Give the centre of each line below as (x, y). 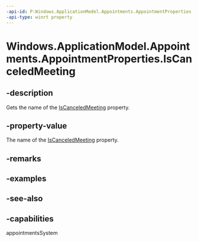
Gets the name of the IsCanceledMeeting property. (68, 107)
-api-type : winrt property (39, 17)
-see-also (25, 199)
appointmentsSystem (32, 233)
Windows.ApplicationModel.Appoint (98, 46)
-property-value (37, 125)
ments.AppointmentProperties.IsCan (99, 59)
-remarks (24, 158)
